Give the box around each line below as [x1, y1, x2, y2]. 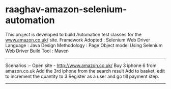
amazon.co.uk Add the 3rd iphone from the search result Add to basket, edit [5, 68, 165, 74]
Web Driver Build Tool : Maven [5, 48, 69, 54]
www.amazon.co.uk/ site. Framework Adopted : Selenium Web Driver [5, 37, 151, 43]
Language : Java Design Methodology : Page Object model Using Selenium [5, 42, 163, 48]
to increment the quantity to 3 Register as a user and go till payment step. [5, 73, 159, 79]
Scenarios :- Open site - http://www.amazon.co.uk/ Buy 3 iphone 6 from [5, 62, 157, 69]
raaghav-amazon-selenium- [5, 4, 127, 15]
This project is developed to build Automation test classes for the [5, 31, 141, 37]
